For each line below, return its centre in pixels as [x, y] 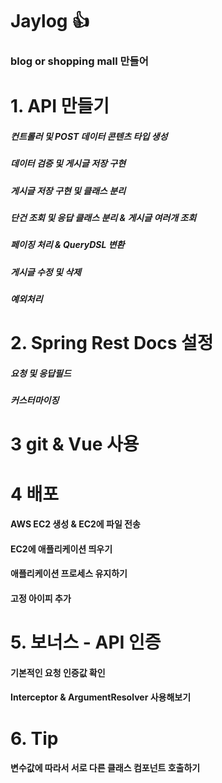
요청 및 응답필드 [41, 373]
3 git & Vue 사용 [75, 444]
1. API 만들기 [60, 106]
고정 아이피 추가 [41, 599]
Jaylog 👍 [50, 21]
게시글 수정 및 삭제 [46, 272]
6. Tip [34, 738]
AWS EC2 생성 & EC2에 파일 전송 [75, 524]
